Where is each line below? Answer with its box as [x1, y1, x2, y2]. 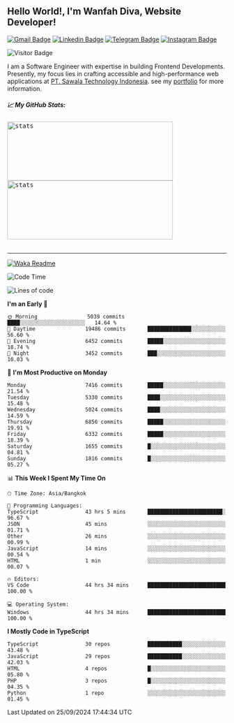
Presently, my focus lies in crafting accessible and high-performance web [7, 69, 219, 78]
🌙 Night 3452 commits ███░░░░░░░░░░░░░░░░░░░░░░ [7, 349, 226, 357]
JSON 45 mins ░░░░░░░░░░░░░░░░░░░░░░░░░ [7, 520, 226, 527]
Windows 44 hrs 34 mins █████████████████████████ [7, 608, 226, 615]
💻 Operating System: [7, 601, 70, 608]
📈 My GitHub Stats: [7, 101, 66, 109]
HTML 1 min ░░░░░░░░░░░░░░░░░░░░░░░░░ [7, 557, 226, 564]
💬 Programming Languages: [7, 502, 82, 509]
